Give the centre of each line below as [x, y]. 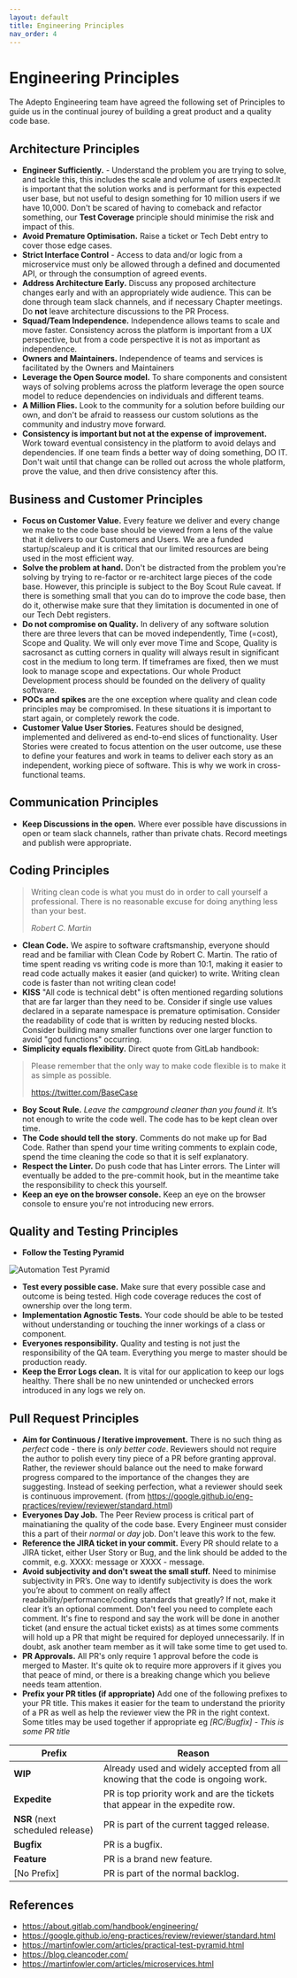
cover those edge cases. [67, 245]
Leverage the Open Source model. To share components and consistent [154, 377]
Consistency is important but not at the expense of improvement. [145, 434]
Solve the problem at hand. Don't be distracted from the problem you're [154, 567]
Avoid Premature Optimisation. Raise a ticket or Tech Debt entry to [145, 237]
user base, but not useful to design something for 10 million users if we [151, 198]
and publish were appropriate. [77, 842]
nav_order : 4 [33, 34]
